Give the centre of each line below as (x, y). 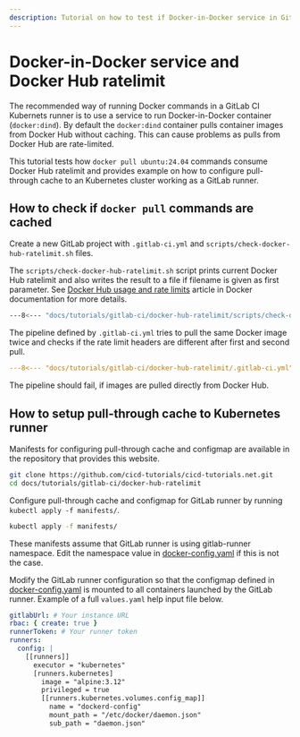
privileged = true (75, 690)
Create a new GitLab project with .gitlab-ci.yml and (107, 244)
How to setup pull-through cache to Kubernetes (145, 413)
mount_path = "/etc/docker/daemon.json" (125, 716)
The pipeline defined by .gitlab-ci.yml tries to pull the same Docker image (148, 333)
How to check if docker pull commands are (132, 208)
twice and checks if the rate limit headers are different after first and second (150, 342)
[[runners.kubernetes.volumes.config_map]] (123, 698)
